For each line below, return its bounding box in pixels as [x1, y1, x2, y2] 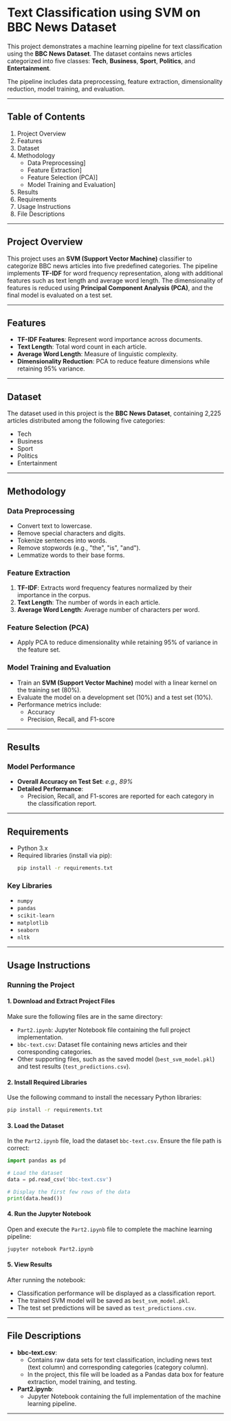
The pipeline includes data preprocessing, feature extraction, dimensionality [7, 77, 223, 85]
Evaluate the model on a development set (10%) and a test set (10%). [16, 693, 213, 701]
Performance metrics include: [16, 700, 102, 709]
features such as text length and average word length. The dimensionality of [7, 276, 223, 285]
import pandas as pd [7, 1157, 67, 1165]
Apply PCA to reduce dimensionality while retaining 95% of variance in [16, 638, 218, 647]
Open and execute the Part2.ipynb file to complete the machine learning [7, 1225, 212, 1233]
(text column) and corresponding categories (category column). [27, 1363, 208, 1371]
